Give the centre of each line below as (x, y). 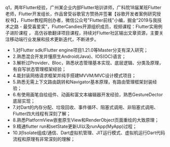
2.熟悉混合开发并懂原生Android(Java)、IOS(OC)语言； (69, 56)
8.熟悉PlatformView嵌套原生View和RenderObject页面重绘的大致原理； (86, 120)
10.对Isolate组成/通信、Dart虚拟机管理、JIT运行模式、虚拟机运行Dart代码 (89, 133)
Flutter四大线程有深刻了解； (42, 114)
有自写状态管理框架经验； (39, 69)
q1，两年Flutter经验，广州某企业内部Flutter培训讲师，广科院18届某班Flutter (83, 7)
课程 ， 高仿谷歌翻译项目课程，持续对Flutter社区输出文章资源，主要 (89, 33)
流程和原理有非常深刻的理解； (44, 139)
